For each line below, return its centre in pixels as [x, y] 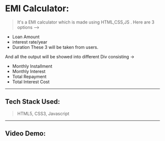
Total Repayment [29, 76]
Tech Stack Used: [33, 102]
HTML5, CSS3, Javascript [43, 114]
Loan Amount [26, 37]
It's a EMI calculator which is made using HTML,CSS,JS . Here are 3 [86, 22]
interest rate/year [30, 42]
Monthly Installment [32, 66]
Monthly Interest [29, 71]
